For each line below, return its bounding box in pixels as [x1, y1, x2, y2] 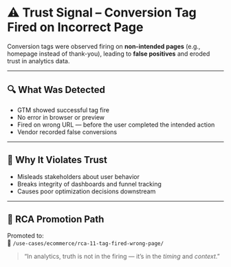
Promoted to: [7, 232, 45, 240]
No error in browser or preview [16, 113, 105, 121]
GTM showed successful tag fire [16, 105, 110, 114]
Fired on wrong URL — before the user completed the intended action [16, 120, 215, 129]
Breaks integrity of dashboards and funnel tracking [16, 180, 162, 188]
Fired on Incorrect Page [7, 19, 144, 35]
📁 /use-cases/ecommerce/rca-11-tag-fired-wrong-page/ [7, 239, 164, 247]
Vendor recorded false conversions [16, 127, 118, 136]
